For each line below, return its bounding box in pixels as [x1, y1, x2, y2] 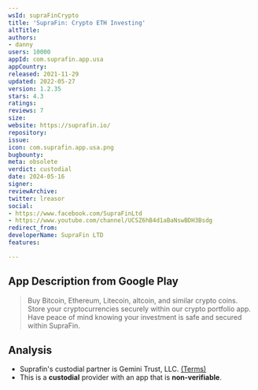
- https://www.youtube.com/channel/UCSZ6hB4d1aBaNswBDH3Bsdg [8, 217, 213, 225]
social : [8, 202, 34, 210]
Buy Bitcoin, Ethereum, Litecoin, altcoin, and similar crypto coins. [27, 295, 238, 305]
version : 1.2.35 [8, 84, 61, 93]
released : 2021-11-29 [8, 70, 79, 78]
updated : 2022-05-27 [8, 77, 76, 85]
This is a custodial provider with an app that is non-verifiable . [19, 373, 222, 382]
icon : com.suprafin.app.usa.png [8, 143, 114, 151]
